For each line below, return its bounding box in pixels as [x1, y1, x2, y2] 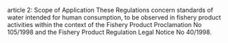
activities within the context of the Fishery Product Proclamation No [7, 21, 202, 28]
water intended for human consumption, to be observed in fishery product [7, 13, 222, 21]
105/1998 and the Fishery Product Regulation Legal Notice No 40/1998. [7, 28, 212, 36]
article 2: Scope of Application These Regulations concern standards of [7, 6, 213, 14]
